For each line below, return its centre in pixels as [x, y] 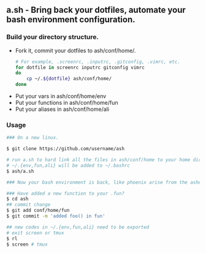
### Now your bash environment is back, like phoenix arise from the [97, 182]
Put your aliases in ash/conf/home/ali [62, 109]
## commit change [29, 205]
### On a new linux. [33, 138]
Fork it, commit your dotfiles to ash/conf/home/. [75, 50]
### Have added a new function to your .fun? [65, 193]
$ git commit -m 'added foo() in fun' [56, 216]
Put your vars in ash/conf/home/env [61, 96]
